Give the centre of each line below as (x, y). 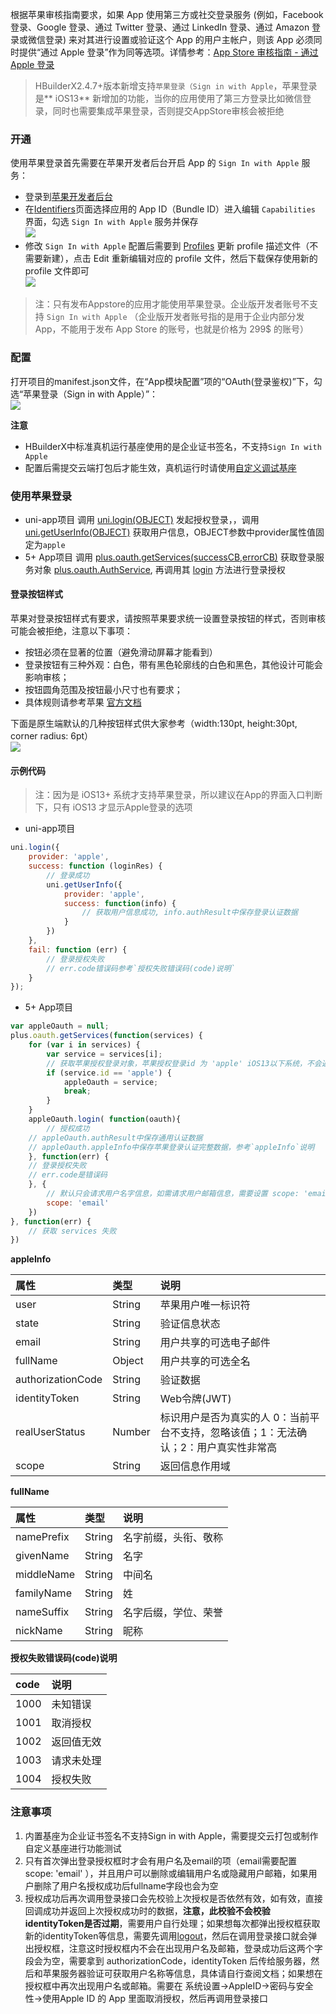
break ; (77, 1091)
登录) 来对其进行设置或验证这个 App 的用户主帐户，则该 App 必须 (179, 39)
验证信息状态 (190, 1324)
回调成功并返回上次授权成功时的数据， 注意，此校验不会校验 (147, 1910)
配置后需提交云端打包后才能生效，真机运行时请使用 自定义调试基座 (160, 467)
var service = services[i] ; (104, 1054)
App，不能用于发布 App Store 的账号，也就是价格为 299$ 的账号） (171, 329)
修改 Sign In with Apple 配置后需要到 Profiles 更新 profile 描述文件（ (167, 246)
